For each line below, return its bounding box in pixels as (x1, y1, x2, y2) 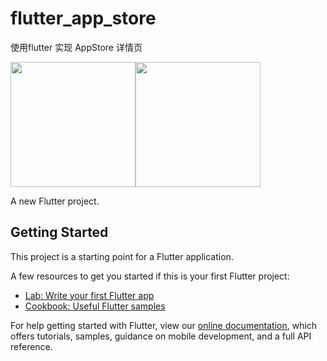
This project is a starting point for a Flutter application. (10, 250, 234, 262)
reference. (10, 340, 53, 352)
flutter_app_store (10, 7, 157, 30)
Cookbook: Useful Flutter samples (24, 300, 166, 312)
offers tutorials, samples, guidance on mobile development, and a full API (10, 330, 312, 342)
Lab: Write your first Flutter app (24, 289, 155, 301)
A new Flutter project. (10, 195, 100, 207)
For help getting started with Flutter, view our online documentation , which (10, 319, 318, 331)
